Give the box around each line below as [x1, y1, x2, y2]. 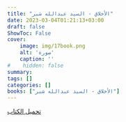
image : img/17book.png [19, 43, 86, 49]
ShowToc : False [7, 29, 52, 37]
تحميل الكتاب [7, 107, 42, 116]
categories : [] [7, 82, 52, 89]
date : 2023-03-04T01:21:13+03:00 [7, 17, 104, 24]
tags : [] [7, 75, 33, 82]
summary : [7, 68, 33, 75]
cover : [7, 36, 26, 43]
